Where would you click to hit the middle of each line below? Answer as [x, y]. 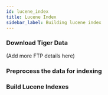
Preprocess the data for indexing [54, 71]
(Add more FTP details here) [40, 56]
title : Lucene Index [32, 17]
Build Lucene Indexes [37, 87]
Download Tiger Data [37, 43]
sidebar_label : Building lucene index [54, 22]
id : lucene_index [27, 11]
